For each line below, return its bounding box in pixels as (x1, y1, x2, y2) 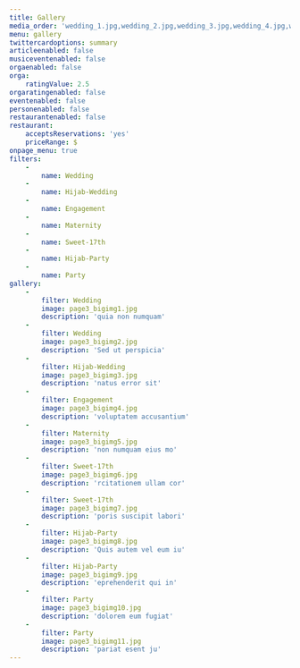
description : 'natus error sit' (41, 379, 162, 388)
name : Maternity (41, 221, 102, 230)
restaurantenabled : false (9, 113, 105, 122)
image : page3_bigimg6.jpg (41, 470, 138, 479)
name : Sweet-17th (41, 238, 105, 247)
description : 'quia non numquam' (41, 312, 166, 322)
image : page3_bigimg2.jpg (41, 337, 138, 346)
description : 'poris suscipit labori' (41, 512, 186, 521)
